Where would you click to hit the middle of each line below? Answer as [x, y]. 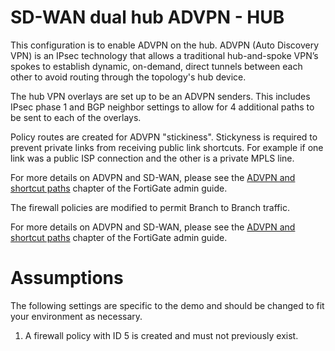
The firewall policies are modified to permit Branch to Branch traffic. [150, 207]
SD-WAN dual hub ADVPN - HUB [147, 17]
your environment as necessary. [76, 316]
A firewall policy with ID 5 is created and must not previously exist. [161, 335]
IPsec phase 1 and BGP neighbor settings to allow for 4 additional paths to [162, 107]
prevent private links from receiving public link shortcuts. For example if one [167, 147]
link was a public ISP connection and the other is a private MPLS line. [152, 158]
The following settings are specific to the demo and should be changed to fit [167, 305]
